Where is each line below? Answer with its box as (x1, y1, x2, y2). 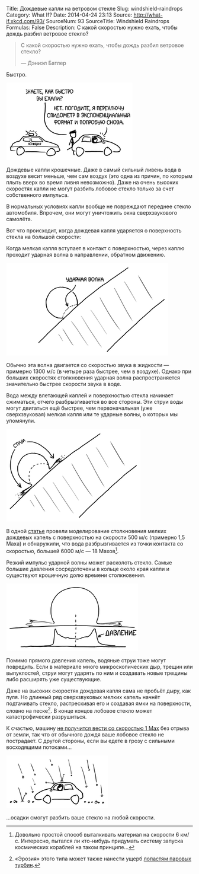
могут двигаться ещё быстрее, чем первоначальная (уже (6, 404, 153, 412)
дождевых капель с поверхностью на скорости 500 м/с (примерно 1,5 (6, 534, 185, 541)
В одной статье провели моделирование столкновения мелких (6, 528, 167, 534)
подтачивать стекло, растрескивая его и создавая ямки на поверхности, (6, 700, 192, 707)
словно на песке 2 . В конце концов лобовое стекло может (6, 706, 152, 714)
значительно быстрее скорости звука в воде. (6, 381, 121, 387)
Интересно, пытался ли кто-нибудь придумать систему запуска (20, 837, 184, 844)
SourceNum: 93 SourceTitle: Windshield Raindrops (46, 18, 170, 24)
